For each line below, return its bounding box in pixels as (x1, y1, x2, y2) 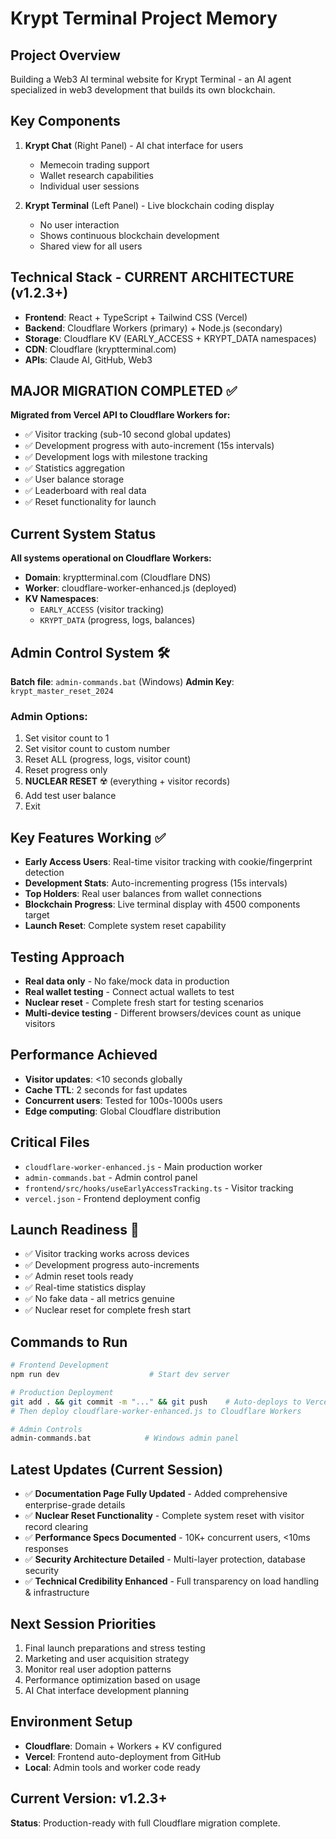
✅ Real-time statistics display (24, 1282, 147, 1294)
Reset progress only (24, 764, 108, 776)
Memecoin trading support (39, 158, 150, 171)
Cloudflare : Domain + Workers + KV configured (24, 1740, 222, 1752)
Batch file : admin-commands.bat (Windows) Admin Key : (10, 676, 235, 688)
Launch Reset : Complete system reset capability (24, 920, 227, 932)
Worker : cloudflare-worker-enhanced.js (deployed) (24, 582, 237, 594)
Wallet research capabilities (39, 169, 154, 181)
